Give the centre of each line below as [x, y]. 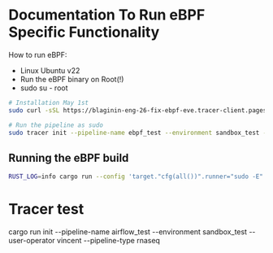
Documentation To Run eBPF [107, 15]
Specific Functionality [84, 32]
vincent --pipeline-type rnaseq [108, 241]
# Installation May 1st [49, 103]
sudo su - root [44, 88]
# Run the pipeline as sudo [56, 125]
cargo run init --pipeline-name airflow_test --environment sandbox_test [128, 232]
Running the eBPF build [69, 157]
